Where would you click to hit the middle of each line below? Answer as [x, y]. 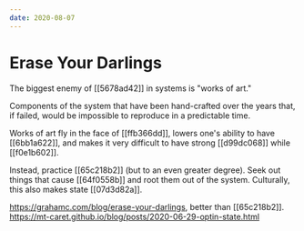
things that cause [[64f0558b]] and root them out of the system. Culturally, [150, 179]
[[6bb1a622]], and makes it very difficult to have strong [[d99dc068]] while [150, 143]
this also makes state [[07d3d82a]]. [76, 189]
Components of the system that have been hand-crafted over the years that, [152, 105]
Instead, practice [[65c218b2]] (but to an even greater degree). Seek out [145, 170]
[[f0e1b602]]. [34, 152]
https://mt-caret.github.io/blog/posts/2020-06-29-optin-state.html [135, 216]
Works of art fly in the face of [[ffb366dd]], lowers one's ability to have [142, 133]
